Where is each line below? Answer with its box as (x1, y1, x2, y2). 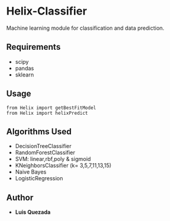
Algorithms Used (6, 126, 72, 137)
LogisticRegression (15, 175, 64, 182)
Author (6, 192, 33, 203)
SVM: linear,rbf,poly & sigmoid (15, 155, 91, 163)
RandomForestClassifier (15, 149, 76, 156)
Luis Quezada (15, 208, 51, 216)
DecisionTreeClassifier (15, 143, 72, 150)
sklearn (15, 71, 35, 78)
